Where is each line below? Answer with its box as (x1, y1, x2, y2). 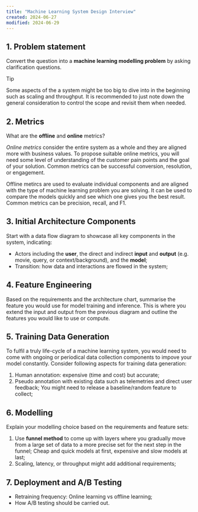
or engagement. (6, 169, 46, 176)
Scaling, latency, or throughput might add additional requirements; (14, 460, 176, 468)
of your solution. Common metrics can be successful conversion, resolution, (6, 163, 192, 170)
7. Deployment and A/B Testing (6, 477, 122, 487)
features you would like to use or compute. (6, 314, 111, 322)
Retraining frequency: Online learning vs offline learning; (14, 493, 152, 500)
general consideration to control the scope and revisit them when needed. (6, 99, 187, 107)
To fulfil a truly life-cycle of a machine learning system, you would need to (6, 348, 187, 355)
